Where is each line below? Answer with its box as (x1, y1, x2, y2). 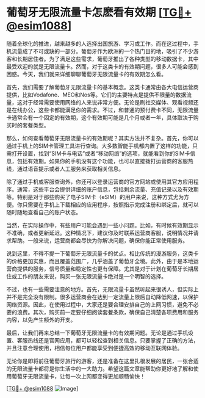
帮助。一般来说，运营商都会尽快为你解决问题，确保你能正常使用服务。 (11, 236, 188, 244)
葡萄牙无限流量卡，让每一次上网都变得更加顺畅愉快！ (11, 372, 145, 380)
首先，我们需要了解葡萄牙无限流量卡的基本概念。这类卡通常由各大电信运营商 (6, 83, 199, 90)
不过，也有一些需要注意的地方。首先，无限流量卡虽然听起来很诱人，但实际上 (6, 285, 199, 293)
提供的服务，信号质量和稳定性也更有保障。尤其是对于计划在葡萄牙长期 (16, 265, 193, 272)
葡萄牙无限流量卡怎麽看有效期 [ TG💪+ (6, 5, 192, 20)
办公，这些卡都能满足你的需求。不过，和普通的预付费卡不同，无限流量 (22, 106, 199, 114)
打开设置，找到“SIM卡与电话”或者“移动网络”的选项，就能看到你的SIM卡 (11, 150, 190, 157)
